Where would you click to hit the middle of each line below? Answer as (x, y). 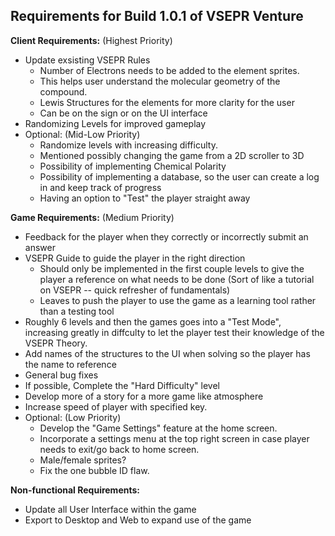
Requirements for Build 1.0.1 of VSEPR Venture (157, 16)
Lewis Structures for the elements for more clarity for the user (167, 102)
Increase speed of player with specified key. (116, 406)
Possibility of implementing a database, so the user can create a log (179, 176)
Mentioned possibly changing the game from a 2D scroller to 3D (172, 155)
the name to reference (70, 364)
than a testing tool (77, 311)
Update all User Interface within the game (110, 509)
